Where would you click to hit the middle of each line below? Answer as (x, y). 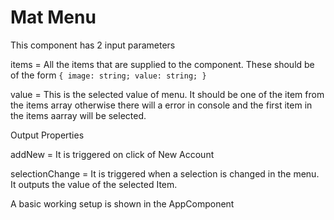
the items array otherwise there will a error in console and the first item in (161, 105)
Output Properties (47, 135)
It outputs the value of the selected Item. (94, 184)
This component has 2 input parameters (93, 45)
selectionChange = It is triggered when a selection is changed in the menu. (165, 173)
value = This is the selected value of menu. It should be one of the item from (167, 94)
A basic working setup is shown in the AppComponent (122, 203)
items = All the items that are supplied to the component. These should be (162, 64)
